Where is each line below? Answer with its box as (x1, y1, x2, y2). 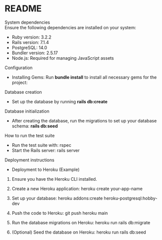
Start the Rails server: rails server (11, 147, 80, 153)
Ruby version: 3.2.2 (11, 34, 52, 40)
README (4, 3, 42, 14)
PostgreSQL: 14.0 (11, 44, 47, 50)
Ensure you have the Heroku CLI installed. (11, 176, 97, 182)
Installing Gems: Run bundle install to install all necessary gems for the (11, 74, 157, 80)
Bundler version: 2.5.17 (11, 50, 58, 56)
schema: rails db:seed (11, 123, 58, 129)
